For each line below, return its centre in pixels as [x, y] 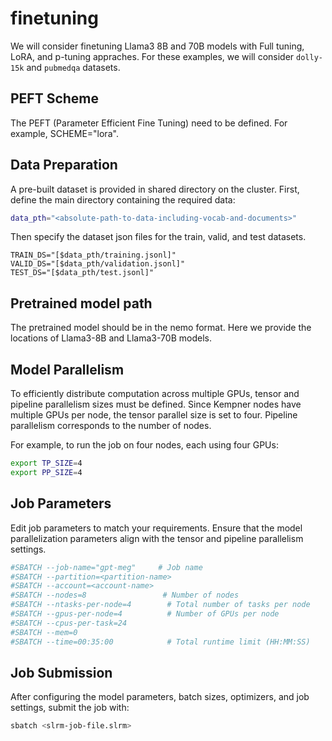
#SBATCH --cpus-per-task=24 [69, 623]
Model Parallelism [67, 369]
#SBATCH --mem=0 [44, 632]
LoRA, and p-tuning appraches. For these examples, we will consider [152, 56]
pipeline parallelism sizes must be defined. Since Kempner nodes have [156, 404]
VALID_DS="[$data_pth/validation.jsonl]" [98, 264]
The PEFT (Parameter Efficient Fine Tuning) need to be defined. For [149, 123]
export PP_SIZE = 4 [46, 472]
